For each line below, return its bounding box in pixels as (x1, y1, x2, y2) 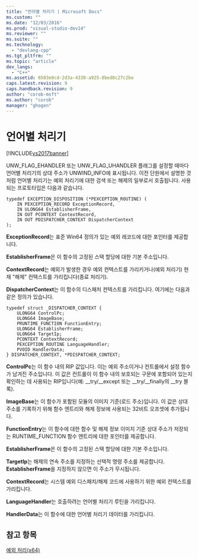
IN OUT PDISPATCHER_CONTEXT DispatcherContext (17, 217, 134, 223)
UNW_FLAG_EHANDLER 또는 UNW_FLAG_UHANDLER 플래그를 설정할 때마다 (6, 162, 189, 169)
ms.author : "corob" (6, 97, 55, 103)
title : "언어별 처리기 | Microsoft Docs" (6, 8, 103, 15)
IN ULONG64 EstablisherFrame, (17, 207, 92, 212)
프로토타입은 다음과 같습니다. (17, 185, 84, 192)
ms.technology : (6, 42, 44, 48)
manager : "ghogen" (6, 102, 52, 109)
